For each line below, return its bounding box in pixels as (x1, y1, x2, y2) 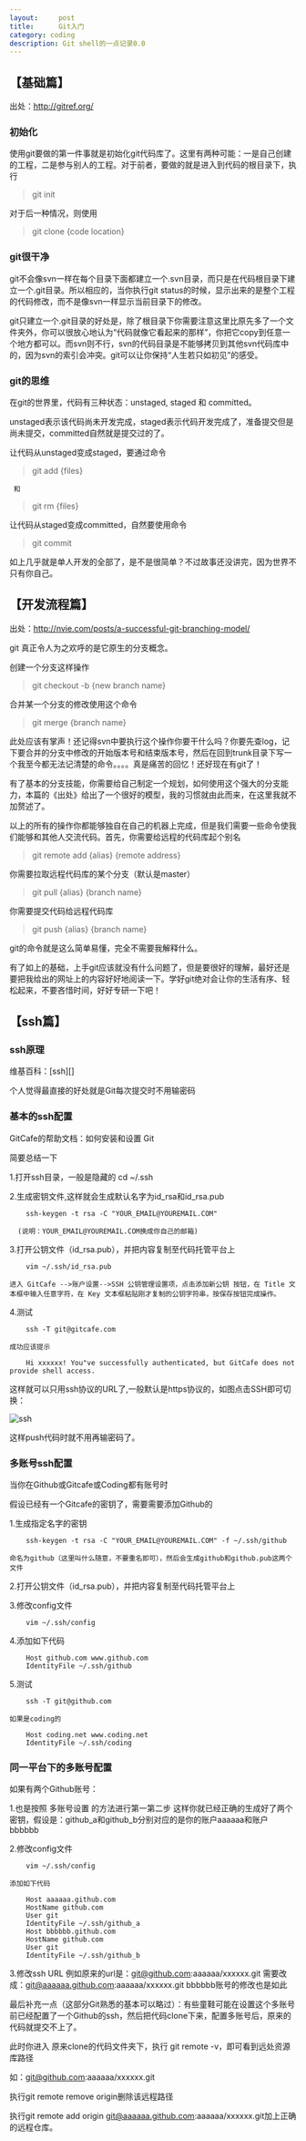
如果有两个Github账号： (9, 1784, 98, 1795)
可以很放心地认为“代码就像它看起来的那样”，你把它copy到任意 (48, 326, 282, 337)
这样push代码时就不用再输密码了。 (9, 1432, 140, 1443)
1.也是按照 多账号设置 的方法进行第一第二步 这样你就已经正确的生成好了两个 (9, 1803, 293, 1814)
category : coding (9, 30, 76, 39)
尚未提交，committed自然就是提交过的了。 (9, 427, 170, 438)
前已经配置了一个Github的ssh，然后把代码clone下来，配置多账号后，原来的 (9, 2011, 291, 2022)
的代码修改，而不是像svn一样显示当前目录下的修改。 (9, 295, 207, 306)
